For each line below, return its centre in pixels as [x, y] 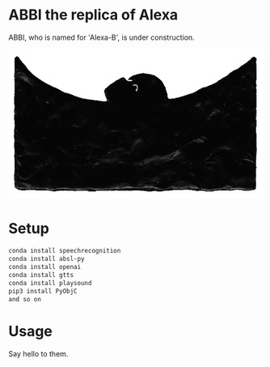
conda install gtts [41, 275]
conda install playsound [50, 284]
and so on [25, 300]
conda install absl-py [46, 259]
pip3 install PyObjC [43, 292]
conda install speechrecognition [65, 251]
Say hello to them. [38, 354]
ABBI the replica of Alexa [93, 15]
